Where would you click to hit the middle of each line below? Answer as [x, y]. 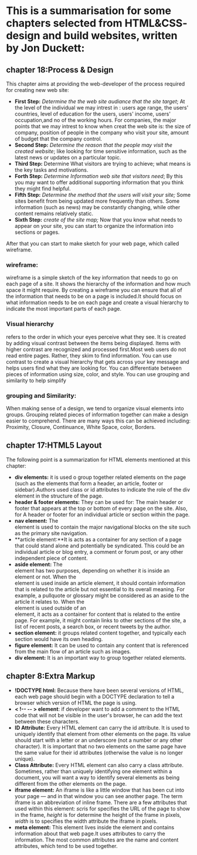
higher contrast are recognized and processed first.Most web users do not [96, 349]
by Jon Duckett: [45, 48]
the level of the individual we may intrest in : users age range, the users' [101, 108]
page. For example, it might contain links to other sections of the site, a [100, 620]
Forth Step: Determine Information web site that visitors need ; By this [98, 176]
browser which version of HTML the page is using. [75, 703]
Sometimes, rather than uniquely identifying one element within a [93, 771]
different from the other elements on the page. [71, 784]
